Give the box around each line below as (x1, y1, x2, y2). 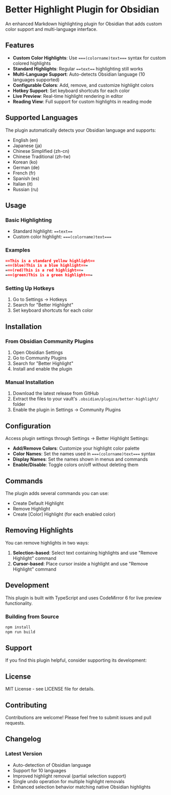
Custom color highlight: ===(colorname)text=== (12, 234, 112, 240)
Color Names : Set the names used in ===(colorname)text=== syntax (12, 451, 156, 457)
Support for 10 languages (12, 767, 67, 773)
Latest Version (5, 750, 42, 757)
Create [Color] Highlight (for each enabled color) (12, 511, 116, 517)
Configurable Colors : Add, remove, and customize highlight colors (12, 82, 154, 88)
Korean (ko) (12, 158, 38, 165)
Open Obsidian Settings (12, 349, 63, 356)
